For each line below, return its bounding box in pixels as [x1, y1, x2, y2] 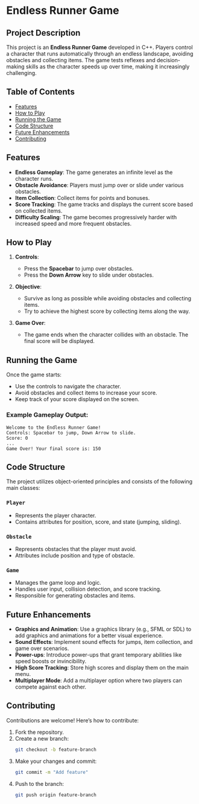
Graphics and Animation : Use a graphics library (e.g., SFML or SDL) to [14, 626, 192, 633]
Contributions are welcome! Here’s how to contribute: [6, 716, 139, 724]
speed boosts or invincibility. [14, 658, 86, 665]
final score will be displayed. [24, 338, 95, 345]
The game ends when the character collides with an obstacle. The [24, 331, 189, 338]
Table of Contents [6, 87, 75, 97]
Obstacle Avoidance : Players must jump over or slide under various [14, 181, 184, 188]
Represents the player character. [14, 512, 96, 519]
